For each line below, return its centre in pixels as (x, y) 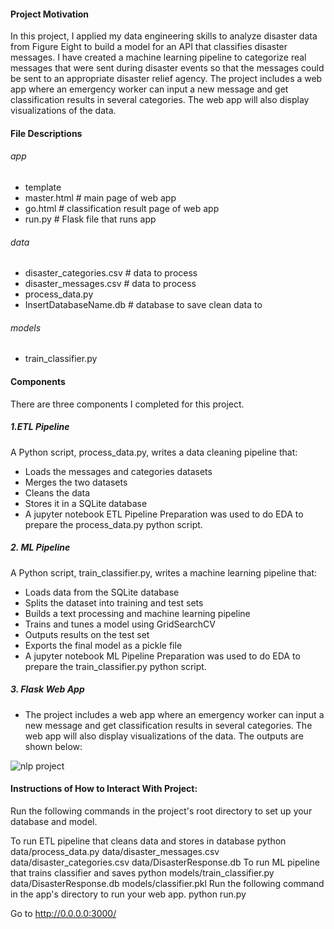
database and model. (54, 821)
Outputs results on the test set (87, 634)
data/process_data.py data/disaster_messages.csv (115, 851)
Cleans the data (57, 492)
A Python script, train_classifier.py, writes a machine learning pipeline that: (164, 572)
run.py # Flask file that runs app (90, 219)
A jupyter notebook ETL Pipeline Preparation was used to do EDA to (164, 514)
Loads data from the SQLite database (102, 592)
